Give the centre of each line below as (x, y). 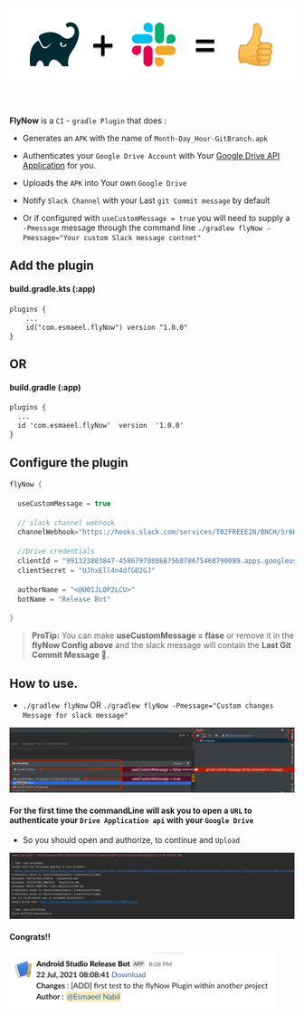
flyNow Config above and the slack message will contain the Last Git (161, 645)
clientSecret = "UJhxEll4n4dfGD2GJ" (86, 570)
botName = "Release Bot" (64, 599)
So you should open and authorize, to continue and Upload (131, 840)
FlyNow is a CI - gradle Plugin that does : (88, 121)
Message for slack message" (75, 715)
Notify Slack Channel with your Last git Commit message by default (146, 200)
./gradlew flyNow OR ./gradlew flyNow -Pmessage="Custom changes (148, 705)
